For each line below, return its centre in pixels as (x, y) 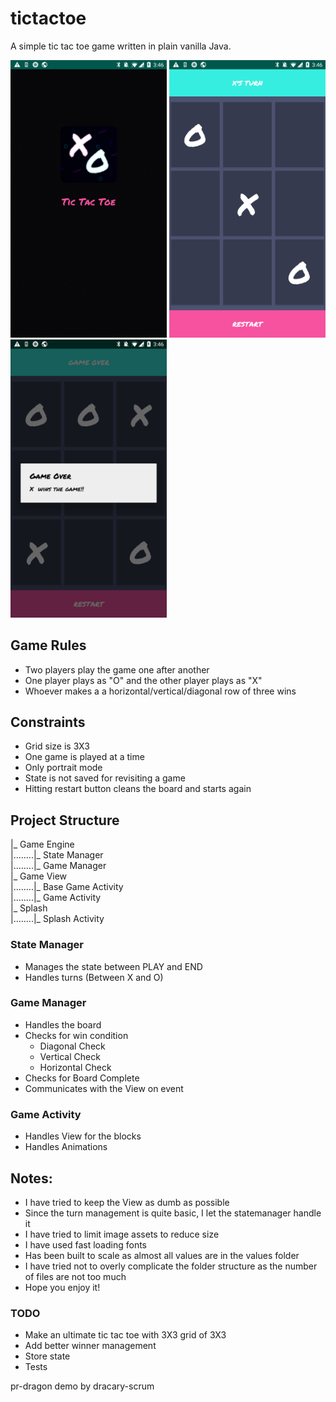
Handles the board (63, 1024)
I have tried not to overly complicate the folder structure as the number (171, 1266)
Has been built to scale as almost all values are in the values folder (162, 1255)
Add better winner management (90, 1346)
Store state (47, 1356)
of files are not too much (75, 1276)
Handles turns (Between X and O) (94, 977)
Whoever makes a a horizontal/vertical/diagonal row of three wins (160, 691)
